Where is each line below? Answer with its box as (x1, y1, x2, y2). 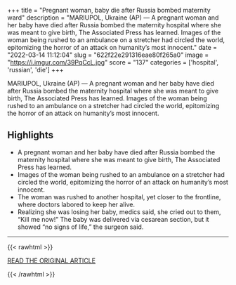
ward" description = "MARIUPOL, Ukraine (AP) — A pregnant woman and (7, 13, 219, 22)
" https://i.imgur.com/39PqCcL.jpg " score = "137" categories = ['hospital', (7, 58, 219, 66)
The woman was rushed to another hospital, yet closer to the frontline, (17, 192, 221, 201)
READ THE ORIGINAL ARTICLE (7, 256, 96, 265)
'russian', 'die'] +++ (7, 66, 65, 74)
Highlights (7, 129, 54, 141)
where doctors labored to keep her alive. (17, 200, 136, 208)
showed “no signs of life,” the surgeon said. (17, 223, 144, 231)
